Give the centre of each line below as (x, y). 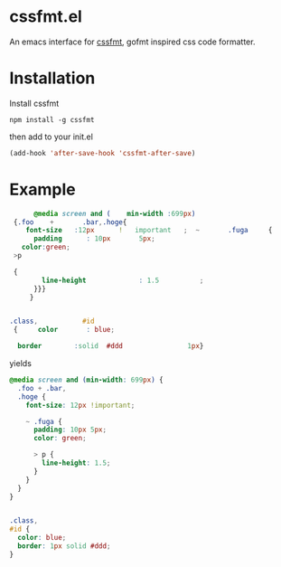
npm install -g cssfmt (52, 119)
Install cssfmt (34, 103)
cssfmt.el (46, 17)
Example (42, 189)
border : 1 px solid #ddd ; (64, 546)
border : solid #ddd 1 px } (111, 346)
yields (20, 364)
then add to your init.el (51, 137)
